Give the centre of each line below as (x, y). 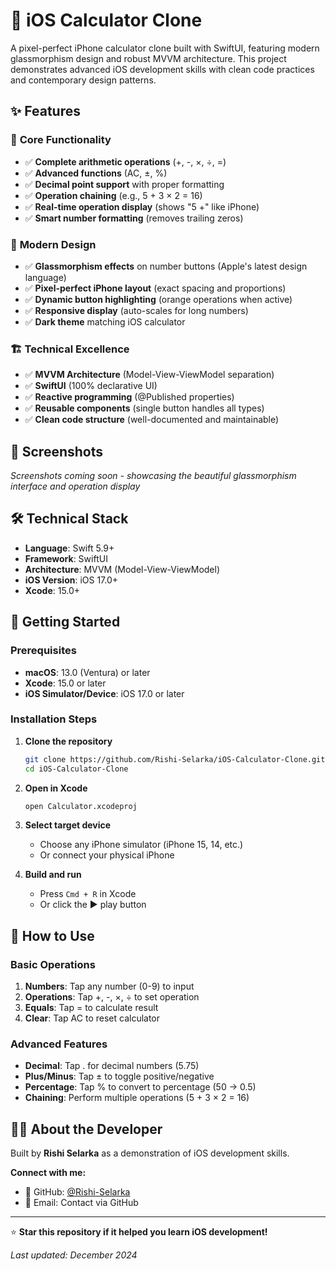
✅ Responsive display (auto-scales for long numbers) (136, 310)
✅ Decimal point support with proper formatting (124, 184)
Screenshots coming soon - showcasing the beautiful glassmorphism (153, 476)
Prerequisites (43, 651)
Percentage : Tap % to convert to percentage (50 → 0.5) (140, 1087)
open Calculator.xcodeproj (81, 806)
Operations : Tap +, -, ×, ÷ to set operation (112, 997)
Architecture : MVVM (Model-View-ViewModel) (122, 569)
